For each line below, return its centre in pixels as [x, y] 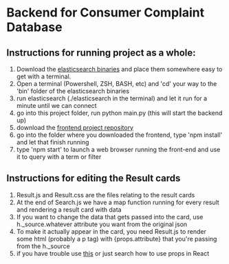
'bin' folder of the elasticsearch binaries [73, 91]
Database [34, 27]
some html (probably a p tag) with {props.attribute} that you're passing [117, 239]
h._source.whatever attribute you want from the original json [102, 224]
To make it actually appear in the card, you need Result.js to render [111, 231]
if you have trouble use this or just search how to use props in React [113, 253]
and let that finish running [53, 142]
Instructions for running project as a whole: [101, 53]
